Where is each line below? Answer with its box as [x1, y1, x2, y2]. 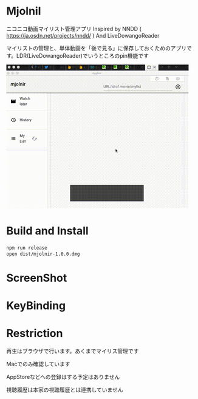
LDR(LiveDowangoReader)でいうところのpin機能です [16, 52, 149, 59]
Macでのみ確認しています [6, 360, 71, 368]
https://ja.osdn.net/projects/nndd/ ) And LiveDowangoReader [6, 32, 160, 39]
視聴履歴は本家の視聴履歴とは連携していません [6, 386, 123, 394]
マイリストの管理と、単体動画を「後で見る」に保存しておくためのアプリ [6, 44, 187, 52]
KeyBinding [6, 299, 66, 313]
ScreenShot [6, 271, 67, 285]
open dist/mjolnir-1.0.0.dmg [6, 251, 80, 257]
